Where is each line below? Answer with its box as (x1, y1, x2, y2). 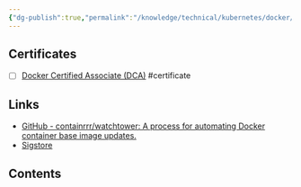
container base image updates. (21, 130, 137, 141)
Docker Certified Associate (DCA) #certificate (21, 70, 191, 81)
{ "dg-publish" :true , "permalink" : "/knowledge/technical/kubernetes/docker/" (8, 13, 298, 22)
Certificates (8, 47, 77, 62)
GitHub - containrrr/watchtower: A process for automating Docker (21, 120, 266, 131)
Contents (8, 165, 62, 181)
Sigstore (21, 140, 53, 151)
